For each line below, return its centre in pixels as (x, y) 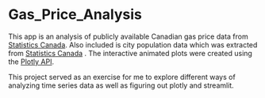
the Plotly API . (31, 62)
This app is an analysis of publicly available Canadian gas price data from (128, 36)
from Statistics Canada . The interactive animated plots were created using (130, 53)
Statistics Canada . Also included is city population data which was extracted (133, 44)
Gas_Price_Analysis (75, 15)
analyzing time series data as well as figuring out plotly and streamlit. (121, 85)
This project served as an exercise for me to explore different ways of (122, 77)
